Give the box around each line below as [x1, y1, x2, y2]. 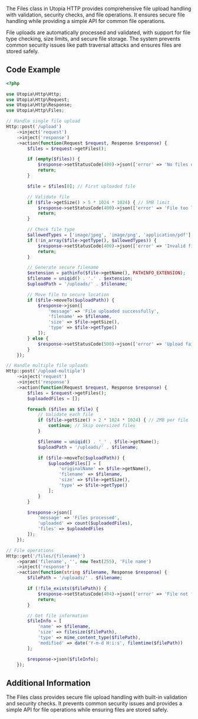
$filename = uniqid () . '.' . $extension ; [27, 275, 133, 282]
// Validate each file [37, 412, 94, 418]
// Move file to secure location [27, 291, 110, 297]
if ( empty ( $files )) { [27, 156, 81, 162]
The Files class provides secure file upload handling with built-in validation [6, 694, 187, 701]
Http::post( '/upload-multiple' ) [6, 368, 85, 374]
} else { [27, 336, 49, 342]
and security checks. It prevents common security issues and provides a [6, 700, 183, 707]
